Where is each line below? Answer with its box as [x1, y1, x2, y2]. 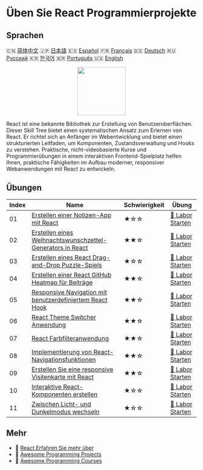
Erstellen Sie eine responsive [31, 365, 114, 373]
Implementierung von [31, 348, 92, 356]
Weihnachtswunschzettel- [31, 236, 108, 244]
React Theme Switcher [31, 313, 97, 321]
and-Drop [31, 261, 60, 269]
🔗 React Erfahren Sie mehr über [14, 444, 94, 451]
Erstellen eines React [31, 253, 91, 261]
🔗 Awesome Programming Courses [14, 457, 103, 464]
